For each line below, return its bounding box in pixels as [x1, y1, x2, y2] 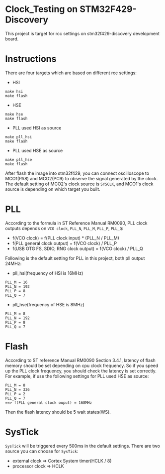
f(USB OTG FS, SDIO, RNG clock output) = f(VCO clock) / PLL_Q [12, 245, 143, 251]
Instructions [5, 53, 57, 65]
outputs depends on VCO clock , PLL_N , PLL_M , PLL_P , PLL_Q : [5, 225, 123, 231]
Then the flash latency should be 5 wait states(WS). [5, 409, 111, 415]
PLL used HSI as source [12, 124, 62, 130]
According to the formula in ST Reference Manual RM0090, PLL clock [5, 220, 148, 226]
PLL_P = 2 [5, 391, 26, 396]
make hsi [5, 89, 23, 94]
